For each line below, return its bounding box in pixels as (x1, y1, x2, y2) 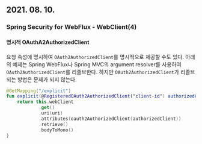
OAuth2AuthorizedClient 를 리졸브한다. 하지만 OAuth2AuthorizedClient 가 (6, 68, 179, 75)
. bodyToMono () (38, 127, 74, 133)
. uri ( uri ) (38, 110, 63, 116)
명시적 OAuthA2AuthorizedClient (6, 39, 90, 46)
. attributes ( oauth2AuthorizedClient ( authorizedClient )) (38, 116, 182, 122)
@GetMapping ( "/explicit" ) (6, 87, 71, 94)
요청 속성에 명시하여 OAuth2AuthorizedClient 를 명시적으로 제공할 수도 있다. (6, 53, 185, 60)
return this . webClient (17, 99, 74, 105)
